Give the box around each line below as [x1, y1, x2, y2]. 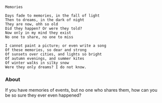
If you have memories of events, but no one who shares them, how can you [5, 87, 158, 93]
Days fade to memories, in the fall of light [5, 13, 100, 18]
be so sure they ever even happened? [5, 92, 82, 98]
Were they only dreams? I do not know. [5, 65, 87, 70]
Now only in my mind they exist [5, 30, 71, 35]
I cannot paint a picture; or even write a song [5, 43, 107, 48]
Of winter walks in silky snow [5, 60, 69, 65]
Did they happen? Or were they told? [5, 26, 82, 31]
